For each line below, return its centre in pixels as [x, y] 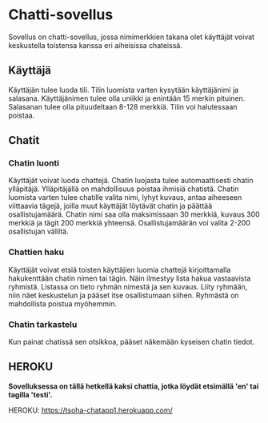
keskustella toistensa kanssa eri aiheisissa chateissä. [95, 45]
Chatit [24, 140]
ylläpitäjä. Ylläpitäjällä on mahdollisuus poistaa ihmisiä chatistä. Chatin [124, 189]
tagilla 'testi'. [30, 394]
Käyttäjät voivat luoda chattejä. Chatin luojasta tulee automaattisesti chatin [131, 181]
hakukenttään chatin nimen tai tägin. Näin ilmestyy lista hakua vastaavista [130, 278]
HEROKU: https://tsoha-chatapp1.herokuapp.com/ [91, 410]
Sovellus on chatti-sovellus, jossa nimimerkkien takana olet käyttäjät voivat [131, 37]
